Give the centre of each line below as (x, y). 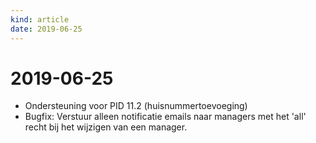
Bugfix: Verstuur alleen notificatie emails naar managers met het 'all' (165, 117)
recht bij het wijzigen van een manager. (106, 127)
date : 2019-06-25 (46, 29)
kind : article (40, 19)
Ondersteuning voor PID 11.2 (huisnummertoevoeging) (136, 106)
